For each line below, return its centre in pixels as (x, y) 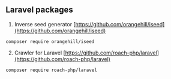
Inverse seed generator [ (45, 24)
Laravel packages (39, 10)
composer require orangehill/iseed (50, 41)
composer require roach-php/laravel (51, 70)
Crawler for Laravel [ (40, 53)
